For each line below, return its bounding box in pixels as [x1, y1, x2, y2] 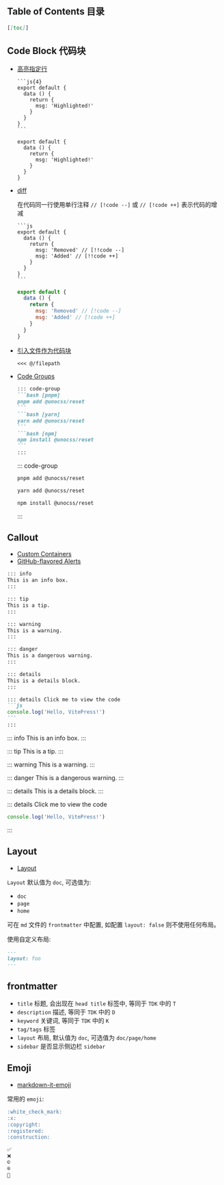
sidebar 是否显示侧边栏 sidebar [16, 1043, 106, 1051]
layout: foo [7, 955, 41, 962]
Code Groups [16, 372, 55, 381]
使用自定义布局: [7, 935, 51, 943]
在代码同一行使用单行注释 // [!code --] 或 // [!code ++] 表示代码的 [16, 200, 212, 208]
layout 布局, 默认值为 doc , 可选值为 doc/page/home [16, 1034, 157, 1042]
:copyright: [7, 1121, 41, 1128]
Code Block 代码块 [7, 45, 87, 57]
